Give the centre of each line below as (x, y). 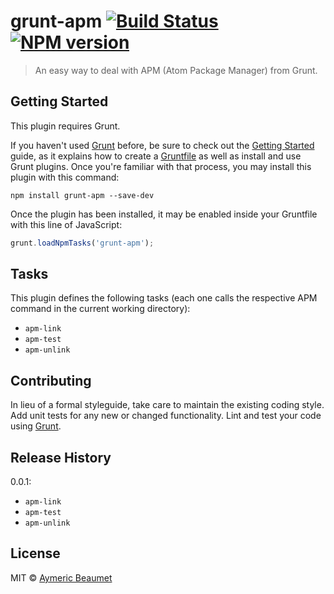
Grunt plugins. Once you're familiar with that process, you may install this (161, 166)
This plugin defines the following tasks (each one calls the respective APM (164, 298)
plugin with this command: (65, 177)
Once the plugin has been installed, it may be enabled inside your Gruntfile (164, 214)
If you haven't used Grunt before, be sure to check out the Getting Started (162, 145)
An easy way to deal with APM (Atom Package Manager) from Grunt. (176, 70)
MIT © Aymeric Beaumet (61, 577)
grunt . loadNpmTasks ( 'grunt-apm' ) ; (82, 243)
